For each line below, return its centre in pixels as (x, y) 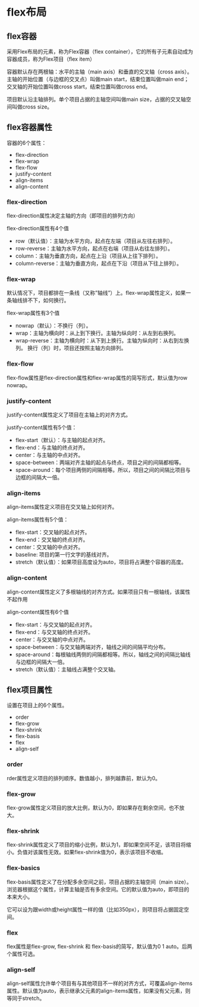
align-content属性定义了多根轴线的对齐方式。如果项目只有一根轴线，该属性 (99, 592)
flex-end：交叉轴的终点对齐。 (52, 540)
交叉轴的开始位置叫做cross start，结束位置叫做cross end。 (79, 87)
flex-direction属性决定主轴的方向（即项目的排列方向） (72, 216)
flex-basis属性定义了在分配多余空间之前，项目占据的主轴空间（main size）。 (99, 882)
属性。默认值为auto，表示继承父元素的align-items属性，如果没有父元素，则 (99, 991)
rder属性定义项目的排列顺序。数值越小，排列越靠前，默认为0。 (84, 778)
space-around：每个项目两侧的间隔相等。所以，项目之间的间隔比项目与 (103, 470)
